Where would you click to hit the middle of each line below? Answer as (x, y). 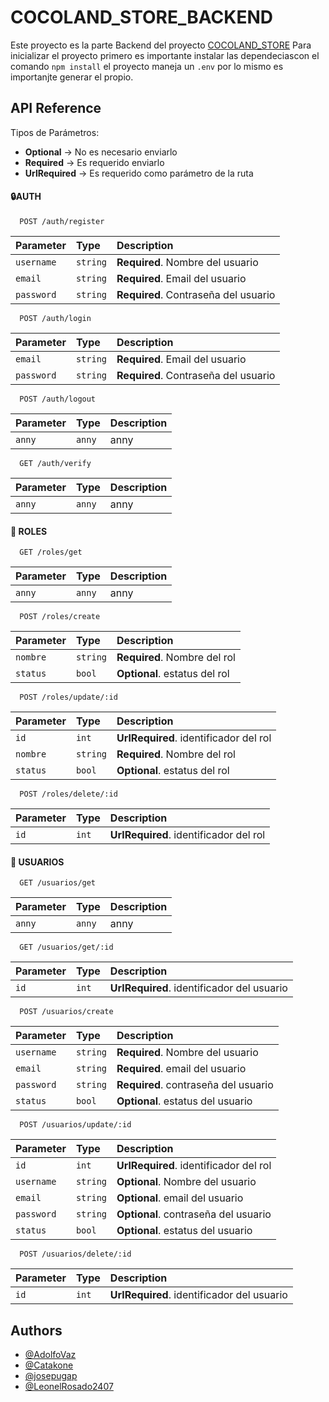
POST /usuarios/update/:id (75, 1125)
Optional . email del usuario (180, 1198)
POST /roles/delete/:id (68, 794)
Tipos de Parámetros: (55, 132)
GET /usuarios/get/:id (66, 947)
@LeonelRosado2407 (69, 1387)
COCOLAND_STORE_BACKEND (141, 17)
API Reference (56, 108)
